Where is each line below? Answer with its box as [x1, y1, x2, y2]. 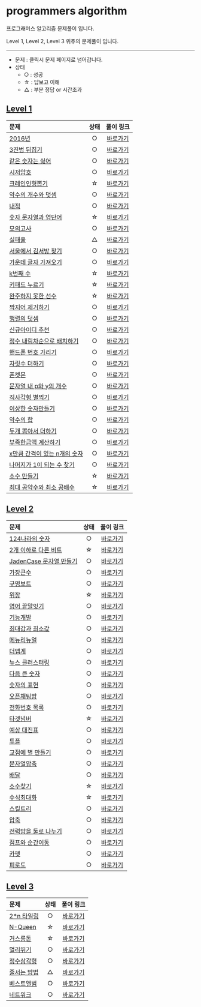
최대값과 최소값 [9, 624, 50, 633]
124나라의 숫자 [9, 534, 51, 543]
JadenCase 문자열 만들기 [9, 557, 78, 565]
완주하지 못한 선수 [9, 292, 57, 300]
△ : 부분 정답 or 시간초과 [23, 86, 83, 93]
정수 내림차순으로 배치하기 [9, 337, 79, 345]
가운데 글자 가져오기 [9, 258, 63, 266]
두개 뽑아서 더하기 [9, 427, 57, 435]
